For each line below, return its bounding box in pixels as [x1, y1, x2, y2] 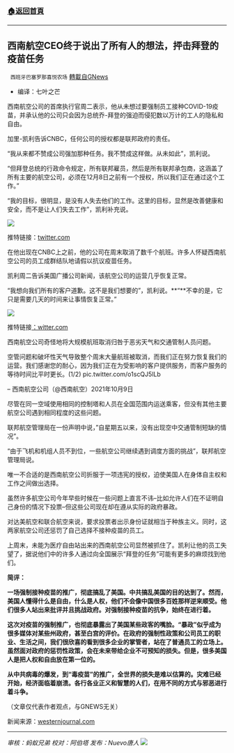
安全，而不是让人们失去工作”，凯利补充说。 [7, 205, 132, 214]
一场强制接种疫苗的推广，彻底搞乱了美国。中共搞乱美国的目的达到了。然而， [7, 588, 227, 597]
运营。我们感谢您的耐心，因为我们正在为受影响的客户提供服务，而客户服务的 [7, 361, 227, 370]
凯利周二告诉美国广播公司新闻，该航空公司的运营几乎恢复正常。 [7, 271, 190, 280]
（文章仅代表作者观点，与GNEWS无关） [7, 703, 122, 711]
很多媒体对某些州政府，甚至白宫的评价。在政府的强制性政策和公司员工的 [7, 629, 214, 638]
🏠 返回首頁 [7, 6, 45, 15]
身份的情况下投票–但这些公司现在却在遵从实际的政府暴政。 [13, 502, 181, 511]
